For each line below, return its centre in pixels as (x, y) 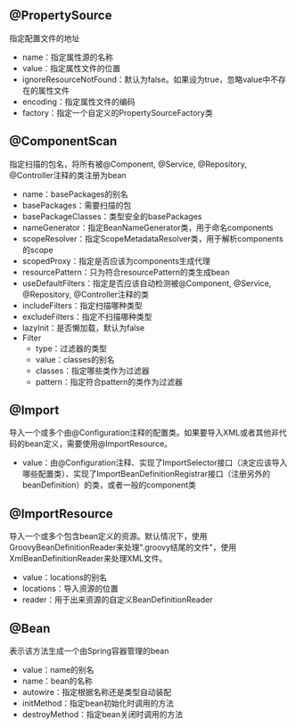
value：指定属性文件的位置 (71, 68)
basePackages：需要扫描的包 (77, 205)
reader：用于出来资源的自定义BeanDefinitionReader (117, 600)
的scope (37, 249)
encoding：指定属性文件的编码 (78, 102)
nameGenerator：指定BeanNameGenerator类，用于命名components (148, 227)
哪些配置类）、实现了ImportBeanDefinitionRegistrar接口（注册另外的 (146, 474)
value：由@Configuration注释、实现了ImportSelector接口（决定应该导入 (155, 462)
